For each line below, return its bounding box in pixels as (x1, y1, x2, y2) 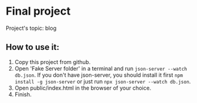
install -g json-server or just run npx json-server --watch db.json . (14, 77, 191, 85)
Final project (6, 4, 71, 18)
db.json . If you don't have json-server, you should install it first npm (14, 71, 183, 79)
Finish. (14, 90, 32, 98)
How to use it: (6, 42, 60, 52)
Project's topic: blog (6, 24, 56, 32)
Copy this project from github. (14, 58, 91, 65)
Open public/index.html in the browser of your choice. (14, 84, 152, 91)
